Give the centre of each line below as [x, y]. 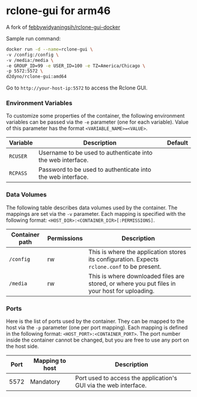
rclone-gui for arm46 [58, 11]
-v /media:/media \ [30, 60]
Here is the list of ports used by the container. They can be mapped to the [95, 321]
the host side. [23, 346]
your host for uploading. [121, 291]
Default [177, 143]
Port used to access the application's [126, 378]
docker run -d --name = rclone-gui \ [50, 49]
